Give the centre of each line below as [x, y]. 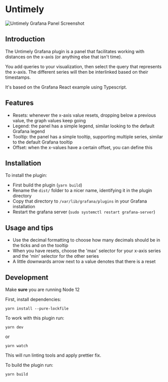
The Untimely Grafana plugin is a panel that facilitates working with [75, 51]
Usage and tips [29, 228]
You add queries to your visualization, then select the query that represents [83, 66]
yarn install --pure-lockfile [37, 309]
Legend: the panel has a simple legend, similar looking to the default [83, 126]
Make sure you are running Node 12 [42, 290]
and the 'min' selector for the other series [56, 256]
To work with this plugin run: [35, 318]
